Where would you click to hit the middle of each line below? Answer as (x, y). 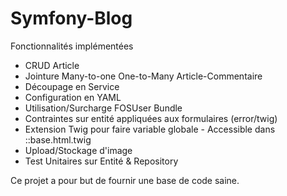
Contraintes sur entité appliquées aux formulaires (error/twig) (151, 118)
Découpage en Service (72, 86)
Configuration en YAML (73, 97)
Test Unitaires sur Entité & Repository (101, 161)
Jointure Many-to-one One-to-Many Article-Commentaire (143, 76)
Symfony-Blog (71, 18)
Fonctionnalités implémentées (72, 46)
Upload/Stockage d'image (78, 150)
